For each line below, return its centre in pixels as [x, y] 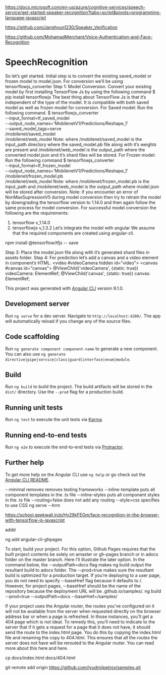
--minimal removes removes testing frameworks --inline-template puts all [80, 489]
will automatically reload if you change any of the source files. [68, 321]
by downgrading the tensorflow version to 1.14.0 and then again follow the [80, 202]
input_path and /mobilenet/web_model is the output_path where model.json [82, 186]
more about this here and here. [37, 648]
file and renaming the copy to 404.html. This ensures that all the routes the [81, 637]
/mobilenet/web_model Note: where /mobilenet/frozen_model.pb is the [77, 181]
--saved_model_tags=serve [33, 128]
